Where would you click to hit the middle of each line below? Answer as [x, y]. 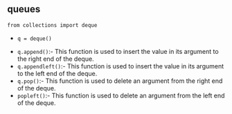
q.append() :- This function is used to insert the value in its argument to [118, 51]
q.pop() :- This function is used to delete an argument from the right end [120, 81]
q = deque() [34, 39]
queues [24, 9]
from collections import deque [52, 25]
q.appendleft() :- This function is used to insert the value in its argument [121, 66]
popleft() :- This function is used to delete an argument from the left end [121, 95]
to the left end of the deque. [57, 73]
